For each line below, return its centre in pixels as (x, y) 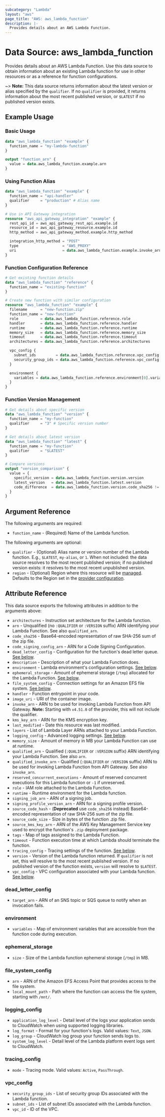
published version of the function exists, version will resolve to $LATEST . (84, 866)
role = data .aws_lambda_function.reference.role (70, 319)
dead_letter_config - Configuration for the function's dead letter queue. (85, 652)
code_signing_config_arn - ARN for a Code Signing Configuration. (79, 646)
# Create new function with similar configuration (58, 300)
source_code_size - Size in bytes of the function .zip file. (69, 819)
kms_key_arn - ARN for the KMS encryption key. (60, 720)
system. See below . (32, 688)
